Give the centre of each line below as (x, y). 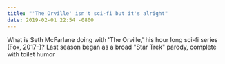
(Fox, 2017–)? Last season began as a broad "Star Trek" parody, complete (112, 47)
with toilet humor (31, 54)
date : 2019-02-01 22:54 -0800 (51, 20)
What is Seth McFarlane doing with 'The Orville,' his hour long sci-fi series (112, 39)
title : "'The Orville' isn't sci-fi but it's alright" (88, 13)
